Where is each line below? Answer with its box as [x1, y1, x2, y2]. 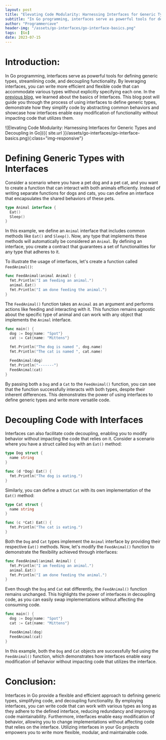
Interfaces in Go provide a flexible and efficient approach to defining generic [5, 692, 161, 698]
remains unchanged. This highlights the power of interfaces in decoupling [5, 592, 156, 597]
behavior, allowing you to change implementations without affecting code [5, 719, 155, 725]
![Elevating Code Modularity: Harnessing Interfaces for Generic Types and [5, 125, 156, 131]
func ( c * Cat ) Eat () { [5, 520, 52, 525]
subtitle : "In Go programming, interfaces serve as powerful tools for [5, 16, 156, 21]
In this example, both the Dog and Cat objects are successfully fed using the [5, 648, 159, 654]
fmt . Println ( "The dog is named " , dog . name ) [9, 345, 103, 350]
